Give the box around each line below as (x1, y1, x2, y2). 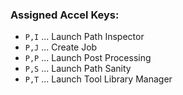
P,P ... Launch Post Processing (24, 52, 152, 64)
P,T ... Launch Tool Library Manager (24, 73, 173, 85)
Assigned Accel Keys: (10, 8, 120, 22)
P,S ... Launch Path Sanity (24, 63, 132, 75)
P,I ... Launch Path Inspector (24, 31, 145, 43)
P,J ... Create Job (24, 41, 98, 53)
